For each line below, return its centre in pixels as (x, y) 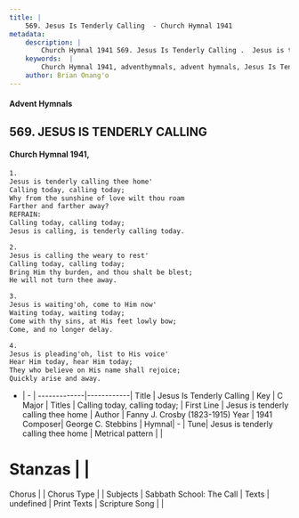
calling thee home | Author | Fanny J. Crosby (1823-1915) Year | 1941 (147, 415)
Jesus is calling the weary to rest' (79, 255)
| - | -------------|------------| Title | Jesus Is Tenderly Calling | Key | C (152, 396)
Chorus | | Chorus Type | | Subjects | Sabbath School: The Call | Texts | (139, 494)
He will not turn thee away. (63, 280)
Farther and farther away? (59, 206)
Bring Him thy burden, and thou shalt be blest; (101, 272)
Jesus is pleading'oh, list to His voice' (89, 354)
